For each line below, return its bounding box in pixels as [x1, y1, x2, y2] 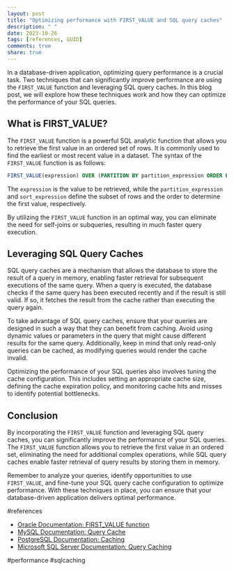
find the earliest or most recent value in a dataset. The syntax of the [7, 151, 202, 159]
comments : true [7, 42, 52, 49]
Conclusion [7, 409, 58, 421]
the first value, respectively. [7, 199, 87, 208]
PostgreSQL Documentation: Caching [17, 535, 125, 544]
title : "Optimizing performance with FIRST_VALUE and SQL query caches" [7, 17, 223, 24]
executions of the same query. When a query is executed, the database [7, 281, 212, 290]
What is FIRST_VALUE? [7, 118, 108, 130]
